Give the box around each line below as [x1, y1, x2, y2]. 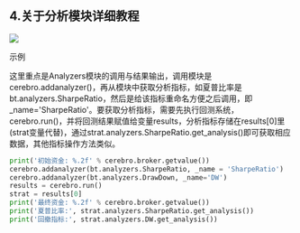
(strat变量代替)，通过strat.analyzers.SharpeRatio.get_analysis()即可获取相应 [9, 126, 291, 137]
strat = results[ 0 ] [9, 190, 83, 199]
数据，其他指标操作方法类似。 [9, 138, 120, 149]
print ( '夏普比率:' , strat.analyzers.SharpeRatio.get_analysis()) [9, 207, 255, 216]
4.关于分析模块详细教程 [9, 8, 140, 24]
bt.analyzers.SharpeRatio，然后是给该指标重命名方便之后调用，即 [9, 93, 253, 104]
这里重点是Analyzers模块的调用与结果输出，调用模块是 [9, 70, 213, 81]
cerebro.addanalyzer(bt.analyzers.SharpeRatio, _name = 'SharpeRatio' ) [9, 164, 284, 173]
